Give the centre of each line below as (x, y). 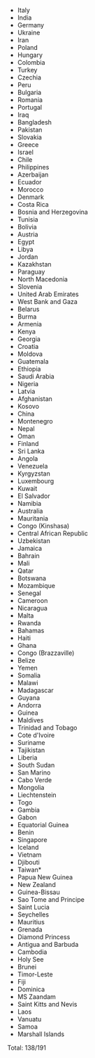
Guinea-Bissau (39, 892)
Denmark (30, 197)
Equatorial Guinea (43, 825)
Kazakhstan (34, 264)
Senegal (29, 593)
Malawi (28, 683)
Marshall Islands (41, 1034)
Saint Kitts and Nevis (47, 1004)
